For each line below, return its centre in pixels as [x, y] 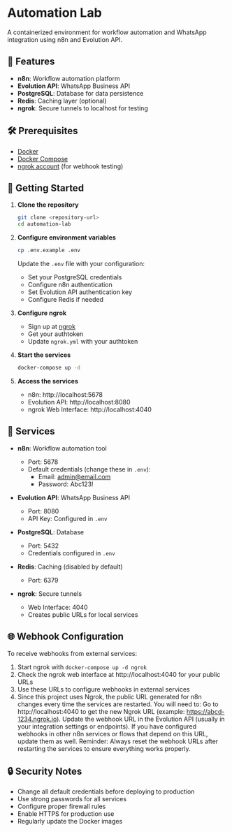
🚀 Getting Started [46, 188]
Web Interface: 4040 [58, 607]
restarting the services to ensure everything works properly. [104, 748]
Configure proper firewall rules [61, 807]
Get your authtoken [56, 334]
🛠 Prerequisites [43, 131]
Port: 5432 [43, 546]
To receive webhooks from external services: [72, 653]
